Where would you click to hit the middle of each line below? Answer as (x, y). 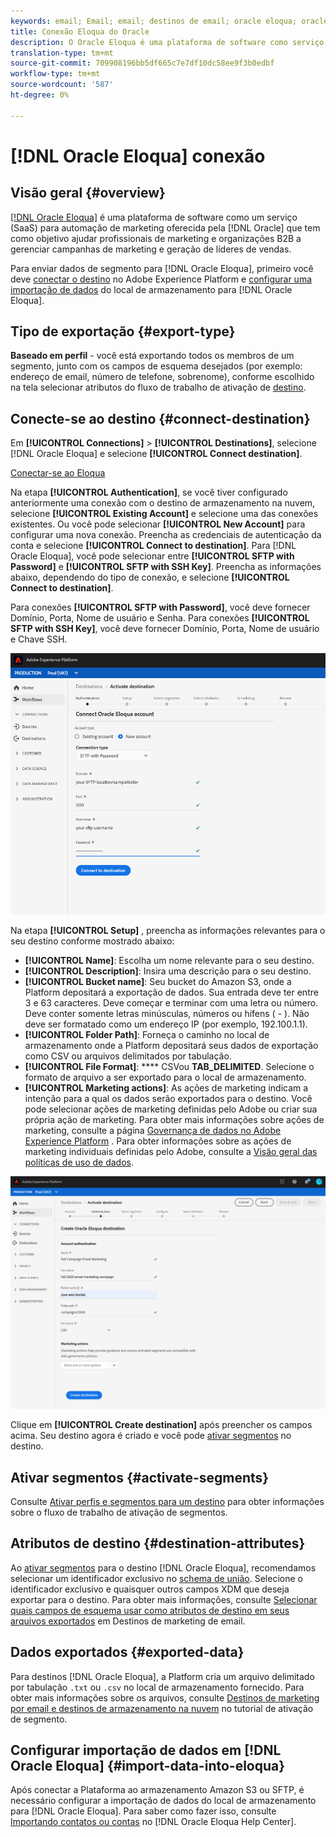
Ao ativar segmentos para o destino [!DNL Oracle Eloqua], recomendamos (163, 1567)
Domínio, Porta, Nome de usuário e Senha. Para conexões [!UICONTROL (160, 618)
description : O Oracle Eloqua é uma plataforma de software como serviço (167, 42)
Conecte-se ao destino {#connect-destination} (160, 418)
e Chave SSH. (39, 639)
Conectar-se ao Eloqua (58, 473)
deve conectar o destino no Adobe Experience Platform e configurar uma (161, 279)
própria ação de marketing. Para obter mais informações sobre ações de (174, 1119)
